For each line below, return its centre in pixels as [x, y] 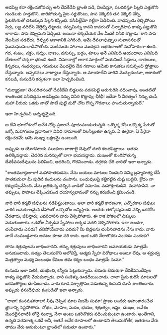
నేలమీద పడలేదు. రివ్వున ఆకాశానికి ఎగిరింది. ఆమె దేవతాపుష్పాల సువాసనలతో [73, 40]
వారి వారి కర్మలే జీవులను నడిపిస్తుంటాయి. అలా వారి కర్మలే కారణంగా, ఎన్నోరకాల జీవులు [80, 203]
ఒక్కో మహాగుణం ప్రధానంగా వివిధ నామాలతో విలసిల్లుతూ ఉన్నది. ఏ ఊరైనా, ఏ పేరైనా [78, 131]
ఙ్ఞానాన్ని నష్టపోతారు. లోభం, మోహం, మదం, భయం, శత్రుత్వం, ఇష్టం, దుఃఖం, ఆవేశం [77, 307]
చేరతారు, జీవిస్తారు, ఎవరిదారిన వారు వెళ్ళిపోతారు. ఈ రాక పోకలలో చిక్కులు [70, 216]
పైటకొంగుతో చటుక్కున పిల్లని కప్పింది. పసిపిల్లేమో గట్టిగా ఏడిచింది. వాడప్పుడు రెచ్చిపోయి [80, 20]
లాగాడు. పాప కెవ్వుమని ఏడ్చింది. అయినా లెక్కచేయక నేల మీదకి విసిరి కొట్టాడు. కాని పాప [81, 33]
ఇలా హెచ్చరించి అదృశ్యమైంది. [31, 114]
